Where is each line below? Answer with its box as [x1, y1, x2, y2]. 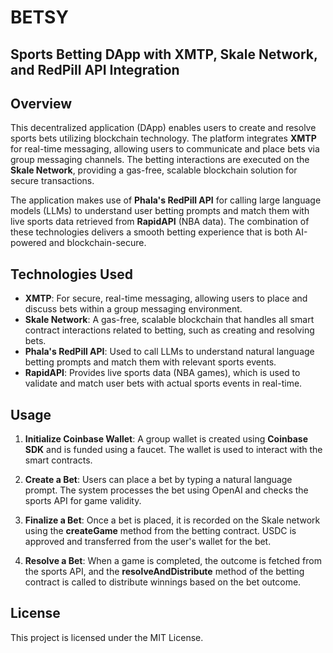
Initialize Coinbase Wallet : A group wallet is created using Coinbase [24, 433, 308, 445]
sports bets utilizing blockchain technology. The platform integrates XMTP [10, 132, 317, 145]
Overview [10, 95, 73, 112]
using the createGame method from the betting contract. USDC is [24, 525, 297, 537]
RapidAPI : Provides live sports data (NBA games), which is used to [24, 367, 301, 379]
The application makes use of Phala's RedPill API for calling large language [10, 194, 322, 206]
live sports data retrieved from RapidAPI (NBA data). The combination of [10, 216, 310, 228]
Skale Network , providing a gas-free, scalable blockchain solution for [10, 164, 298, 176]
